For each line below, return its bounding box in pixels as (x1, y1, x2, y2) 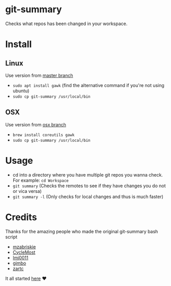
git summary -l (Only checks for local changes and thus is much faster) (12, 193, 164, 200)
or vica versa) (12, 188, 42, 194)
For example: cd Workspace (12, 177, 69, 183)
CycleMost (12, 249, 36, 255)
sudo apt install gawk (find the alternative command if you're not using (12, 82, 164, 88)
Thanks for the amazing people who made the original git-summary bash (5, 228, 158, 234)
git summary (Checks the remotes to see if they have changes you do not (12, 183, 166, 189)
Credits (5, 211, 37, 223)
